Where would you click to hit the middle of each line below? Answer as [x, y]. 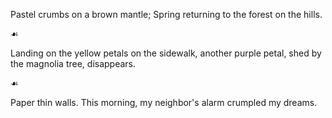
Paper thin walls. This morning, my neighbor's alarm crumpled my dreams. [164, 102]
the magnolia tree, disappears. [73, 63]
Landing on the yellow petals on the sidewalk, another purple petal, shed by [166, 53]
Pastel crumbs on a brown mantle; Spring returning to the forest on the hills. [166, 14]
